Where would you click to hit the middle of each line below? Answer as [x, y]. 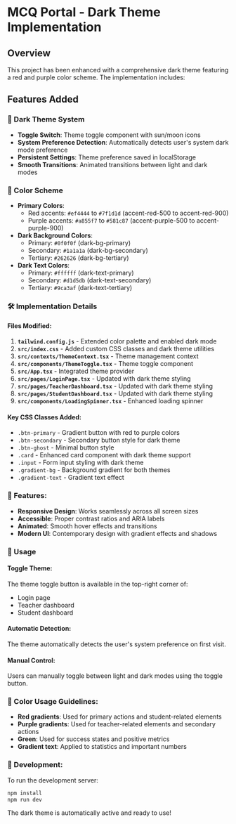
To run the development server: [53, 780]
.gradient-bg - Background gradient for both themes [94, 470]
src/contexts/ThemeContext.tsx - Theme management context [108, 356]
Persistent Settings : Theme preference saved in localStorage [107, 157]
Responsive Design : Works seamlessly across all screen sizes [108, 511]
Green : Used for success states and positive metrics [93, 739]
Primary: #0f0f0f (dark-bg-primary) [79, 242]
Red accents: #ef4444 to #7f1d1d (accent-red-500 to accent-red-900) [128, 213]
